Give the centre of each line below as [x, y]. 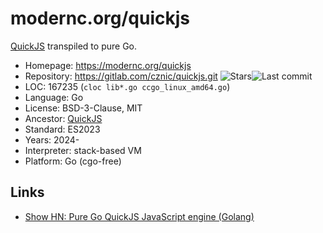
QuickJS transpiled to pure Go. [74, 46]
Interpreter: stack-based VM [83, 150]
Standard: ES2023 [62, 129]
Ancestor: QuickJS [63, 118]
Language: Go [54, 97]
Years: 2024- [52, 139]
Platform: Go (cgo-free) [73, 161]
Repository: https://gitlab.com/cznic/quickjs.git [121, 76]
